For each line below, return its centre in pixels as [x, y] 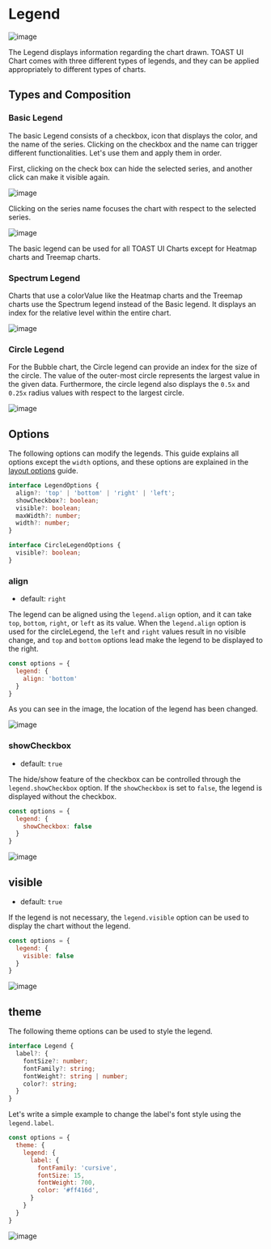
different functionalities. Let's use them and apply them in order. [115, 153]
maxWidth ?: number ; [49, 516]
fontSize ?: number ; [56, 1061]
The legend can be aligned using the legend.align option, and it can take [130, 614]
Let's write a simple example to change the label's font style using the [125, 1115]
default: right [43, 599]
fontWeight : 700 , [66, 1183]
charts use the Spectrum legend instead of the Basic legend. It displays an [132, 304]
